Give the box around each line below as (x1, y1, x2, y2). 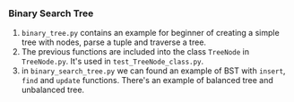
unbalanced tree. (21, 84, 85, 96)
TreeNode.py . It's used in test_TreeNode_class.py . (21, 56, 204, 67)
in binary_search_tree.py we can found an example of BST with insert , (21, 65, 286, 76)
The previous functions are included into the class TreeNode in (21, 47, 250, 57)
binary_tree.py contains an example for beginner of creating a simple (21, 28, 280, 38)
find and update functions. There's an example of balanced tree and (21, 75, 274, 86)
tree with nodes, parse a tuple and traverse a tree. (21, 37, 207, 47)
